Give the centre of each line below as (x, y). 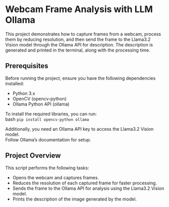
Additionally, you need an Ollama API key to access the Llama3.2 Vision (79, 129)
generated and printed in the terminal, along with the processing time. (78, 50)
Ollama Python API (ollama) (41, 104)
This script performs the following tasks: (47, 168)
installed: (15, 83)
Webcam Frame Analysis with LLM (79, 9)
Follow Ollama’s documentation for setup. (48, 139)
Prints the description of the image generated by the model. (75, 199)
